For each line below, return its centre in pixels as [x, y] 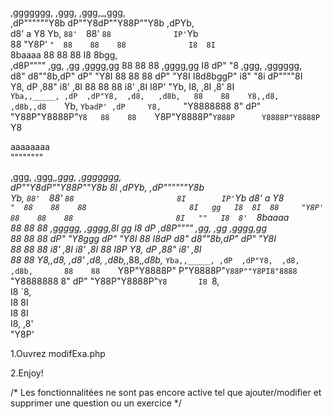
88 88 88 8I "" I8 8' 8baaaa [150, 217]
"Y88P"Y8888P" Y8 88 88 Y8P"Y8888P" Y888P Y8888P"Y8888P [165, 116]
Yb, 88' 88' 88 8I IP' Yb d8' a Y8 [147, 198]
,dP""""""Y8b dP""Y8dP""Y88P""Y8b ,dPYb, [102, 23]
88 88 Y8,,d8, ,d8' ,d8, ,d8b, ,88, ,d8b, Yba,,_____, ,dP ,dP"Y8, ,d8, [155, 260]
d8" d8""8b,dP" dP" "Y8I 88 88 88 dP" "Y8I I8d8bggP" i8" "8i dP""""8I [156, 76]
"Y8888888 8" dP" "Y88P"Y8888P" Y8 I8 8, [115, 281]
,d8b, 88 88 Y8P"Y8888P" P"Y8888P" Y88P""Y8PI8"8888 [154, 270]
